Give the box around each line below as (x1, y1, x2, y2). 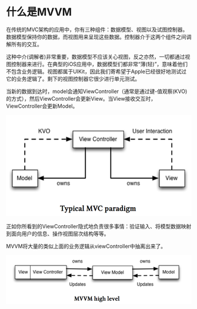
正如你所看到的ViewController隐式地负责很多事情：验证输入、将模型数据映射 (6, 223, 192, 230)
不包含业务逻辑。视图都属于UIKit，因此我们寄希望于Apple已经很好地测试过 (6, 68, 187, 75)
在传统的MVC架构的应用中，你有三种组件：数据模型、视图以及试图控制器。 (6, 26, 188, 33)
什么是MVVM (6, 5, 72, 19)
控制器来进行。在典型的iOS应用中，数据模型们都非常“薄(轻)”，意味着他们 (11, 60, 188, 68)
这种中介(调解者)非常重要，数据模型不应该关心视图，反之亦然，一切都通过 (6, 53, 185, 60)
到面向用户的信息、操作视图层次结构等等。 (6, 230, 109, 237)
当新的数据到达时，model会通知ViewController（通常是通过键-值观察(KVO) (6, 88, 188, 95)
